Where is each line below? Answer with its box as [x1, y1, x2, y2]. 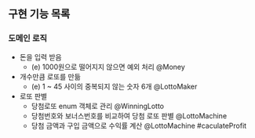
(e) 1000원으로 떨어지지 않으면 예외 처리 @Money [31, 62, 186, 71]
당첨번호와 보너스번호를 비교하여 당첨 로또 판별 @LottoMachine [31, 111, 228, 120]
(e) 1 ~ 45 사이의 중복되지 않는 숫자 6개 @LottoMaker [31, 82, 198, 91]
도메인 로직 [8, 33, 48, 44]
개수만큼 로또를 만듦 [19, 71, 81, 81]
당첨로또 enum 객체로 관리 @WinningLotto [31, 101, 165, 111]
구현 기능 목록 [8, 7, 71, 21]
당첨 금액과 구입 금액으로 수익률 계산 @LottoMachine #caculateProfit [31, 121, 247, 130]
